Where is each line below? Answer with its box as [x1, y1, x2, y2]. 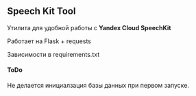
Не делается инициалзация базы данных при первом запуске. [7, 82, 190, 90]
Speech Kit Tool [7, 5, 76, 17]
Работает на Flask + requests [7, 37, 91, 45]
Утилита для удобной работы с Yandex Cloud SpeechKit [7, 23, 171, 32]
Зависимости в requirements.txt [7, 50, 100, 58]
